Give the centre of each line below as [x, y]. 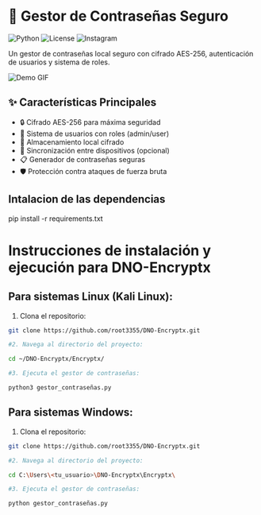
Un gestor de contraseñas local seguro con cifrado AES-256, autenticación [131, 53]
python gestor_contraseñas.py [58, 504]
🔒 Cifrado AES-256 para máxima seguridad [90, 122]
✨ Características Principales [83, 103]
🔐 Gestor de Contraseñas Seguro [118, 16]
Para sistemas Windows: [71, 412]
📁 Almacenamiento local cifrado [72, 141]
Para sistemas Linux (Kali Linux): [90, 297]
